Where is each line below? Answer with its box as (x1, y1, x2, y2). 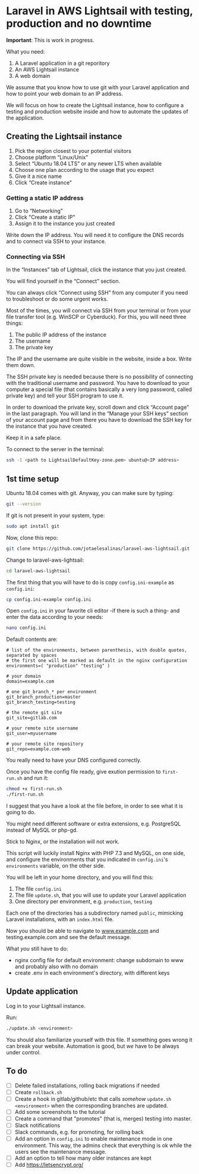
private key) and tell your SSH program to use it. (6, 392, 124, 399)
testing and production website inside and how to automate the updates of (6, 108, 188, 115)
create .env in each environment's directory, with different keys (14, 969, 170, 976)
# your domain (6, 674, 42, 680)
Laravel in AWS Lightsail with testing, (6, 4, 193, 18)
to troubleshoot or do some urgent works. (6, 296, 108, 303)
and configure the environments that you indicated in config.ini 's (6, 856, 168, 863)
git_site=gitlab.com (6, 715, 58, 721)
